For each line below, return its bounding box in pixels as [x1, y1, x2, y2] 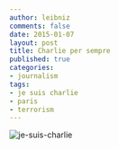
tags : [9, 80, 30, 89]
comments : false [9, 22, 70, 31]
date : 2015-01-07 [9, 30, 75, 39]
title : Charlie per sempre [9, 47, 111, 56]
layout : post [9, 38, 59, 48]
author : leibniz [9, 13, 70, 22]
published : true [9, 55, 70, 64]
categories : [9, 64, 54, 73]
